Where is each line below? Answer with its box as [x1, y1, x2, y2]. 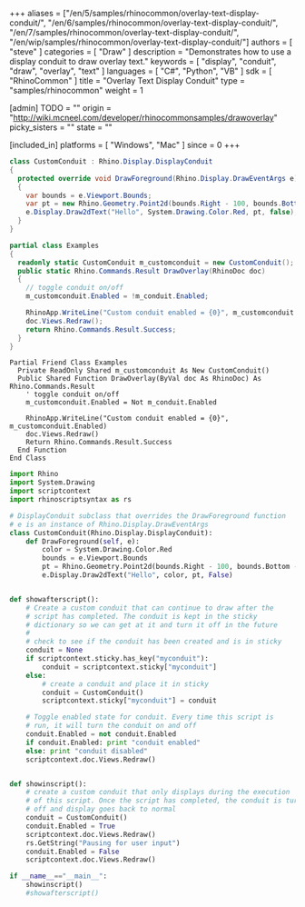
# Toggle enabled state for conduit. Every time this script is [25, 713, 274, 722]
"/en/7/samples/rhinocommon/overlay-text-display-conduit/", [9, 27, 240, 37]
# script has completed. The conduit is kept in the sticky [25, 612, 258, 621]
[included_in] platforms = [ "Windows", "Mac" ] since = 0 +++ [9, 140, 241, 150]
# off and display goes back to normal [25, 804, 177, 814]
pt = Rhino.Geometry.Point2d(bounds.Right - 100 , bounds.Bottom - [42, 563, 299, 572]
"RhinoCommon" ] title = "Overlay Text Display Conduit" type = [9, 75, 246, 85]
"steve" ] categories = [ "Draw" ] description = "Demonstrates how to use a [9, 46, 292, 57]
